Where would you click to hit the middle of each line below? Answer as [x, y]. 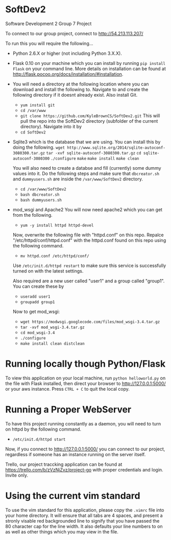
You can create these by [38, 286]
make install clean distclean [53, 344]
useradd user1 [35, 297]
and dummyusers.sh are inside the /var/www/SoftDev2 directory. [78, 179]
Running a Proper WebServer [68, 410]
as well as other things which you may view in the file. [62, 532]
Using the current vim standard [73, 496]
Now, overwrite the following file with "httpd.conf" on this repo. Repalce [88, 235]
